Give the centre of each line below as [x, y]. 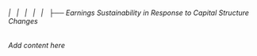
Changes [23, 21]
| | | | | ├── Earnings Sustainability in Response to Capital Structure [129, 13]
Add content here [37, 46]
